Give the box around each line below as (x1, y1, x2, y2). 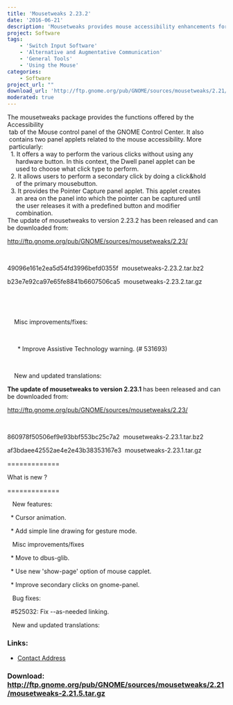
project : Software (7, 29, 60, 37)
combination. (15, 209, 53, 217)
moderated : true (7, 94, 54, 101)
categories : (7, 68, 42, 75)
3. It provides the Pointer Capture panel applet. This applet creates (10, 187, 201, 195)
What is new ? (7, 473, 47, 481)
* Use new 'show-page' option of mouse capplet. (10, 567, 152, 575)
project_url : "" (7, 81, 54, 88)
